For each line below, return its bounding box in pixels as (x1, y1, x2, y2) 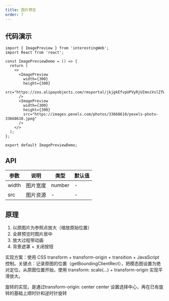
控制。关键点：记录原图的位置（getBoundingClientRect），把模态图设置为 (5, 260, 157, 266)
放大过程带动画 (12, 237, 44, 243)
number (51, 182, 69, 189)
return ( (10, 64, 28, 69)
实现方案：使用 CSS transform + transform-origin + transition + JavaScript (5, 254, 159, 260)
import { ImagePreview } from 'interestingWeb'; (5, 46, 109, 51)
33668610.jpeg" (5, 116, 37, 122)
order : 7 (5, 12, 24, 17)
